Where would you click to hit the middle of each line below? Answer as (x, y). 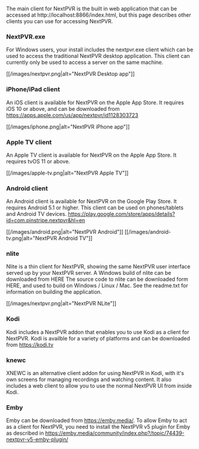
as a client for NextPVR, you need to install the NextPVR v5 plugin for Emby (98, 427)
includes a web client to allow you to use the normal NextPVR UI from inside (99, 386)
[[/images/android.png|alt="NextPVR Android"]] (65, 232)
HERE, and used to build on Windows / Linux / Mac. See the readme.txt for (97, 286)
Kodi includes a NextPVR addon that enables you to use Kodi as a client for (98, 332)
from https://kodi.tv (30, 345)
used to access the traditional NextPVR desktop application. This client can (98, 56)
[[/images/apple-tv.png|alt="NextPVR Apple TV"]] (67, 173)
